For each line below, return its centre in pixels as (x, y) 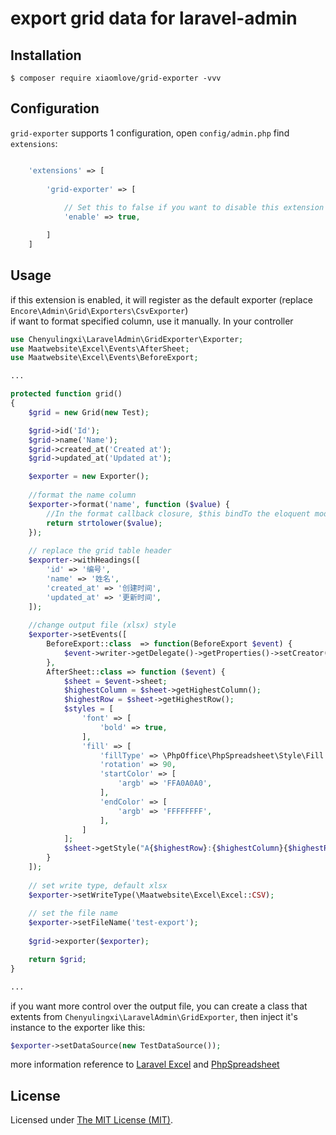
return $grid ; (57, 959)
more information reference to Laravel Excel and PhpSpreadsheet (145, 1064)
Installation (46, 55)
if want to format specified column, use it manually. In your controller (152, 321)
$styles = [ (88, 709)
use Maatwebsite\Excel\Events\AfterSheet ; (100, 348)
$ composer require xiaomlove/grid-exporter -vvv (116, 78)
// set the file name (73, 913)
